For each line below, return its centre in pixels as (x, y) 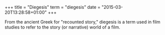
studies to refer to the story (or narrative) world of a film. (62, 27)
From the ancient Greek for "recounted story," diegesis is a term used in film (82, 22)
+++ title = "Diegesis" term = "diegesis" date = (53, 7)
